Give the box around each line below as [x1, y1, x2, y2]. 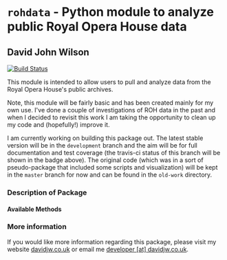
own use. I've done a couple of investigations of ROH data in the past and [7, 106, 215, 114]
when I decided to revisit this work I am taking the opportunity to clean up [7, 113, 216, 121]
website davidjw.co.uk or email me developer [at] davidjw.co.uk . [7, 245, 189, 253]
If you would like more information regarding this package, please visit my [7, 237, 217, 246]
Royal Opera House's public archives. [7, 86, 113, 93]
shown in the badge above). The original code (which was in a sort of [7, 156, 204, 164]
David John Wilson [7, 46, 89, 58]
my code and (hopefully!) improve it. [7, 121, 110, 128]
